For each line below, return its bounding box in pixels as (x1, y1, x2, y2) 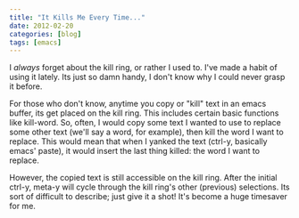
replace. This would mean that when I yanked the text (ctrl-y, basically (9, 136, 268, 147)
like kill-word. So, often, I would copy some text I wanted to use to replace (9, 117, 281, 128)
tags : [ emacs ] (9, 37, 62, 47)
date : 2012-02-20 (9, 21, 74, 30)
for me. (9, 201, 36, 212)
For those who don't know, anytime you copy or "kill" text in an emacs (9, 99, 267, 109)
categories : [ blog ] (9, 29, 82, 38)
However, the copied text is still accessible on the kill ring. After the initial (9, 173, 278, 183)
